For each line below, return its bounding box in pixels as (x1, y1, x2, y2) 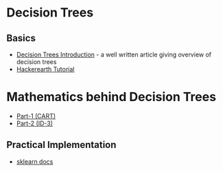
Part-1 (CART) (16, 111, 56, 120)
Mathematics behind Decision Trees (6, 89, 217, 105)
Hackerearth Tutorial (16, 65, 75, 73)
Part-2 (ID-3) (16, 119, 53, 127)
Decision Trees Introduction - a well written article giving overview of (16, 50, 212, 58)
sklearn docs (16, 157, 54, 166)
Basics (6, 32, 36, 44)
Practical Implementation (6, 139, 117, 151)
